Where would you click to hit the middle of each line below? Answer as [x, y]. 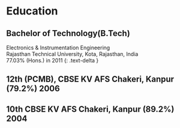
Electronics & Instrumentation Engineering [58, 47]
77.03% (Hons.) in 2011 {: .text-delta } [52, 60]
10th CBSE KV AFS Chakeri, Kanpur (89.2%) [90, 109]
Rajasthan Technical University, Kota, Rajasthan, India [72, 54]
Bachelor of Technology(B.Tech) [68, 33]
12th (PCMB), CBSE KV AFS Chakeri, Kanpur [90, 79]
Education [32, 11]
